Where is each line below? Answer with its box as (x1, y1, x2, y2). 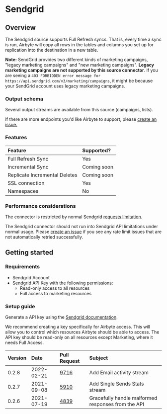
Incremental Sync (7, 163, 49, 170)
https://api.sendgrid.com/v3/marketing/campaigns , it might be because (5, 78, 153, 83)
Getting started (5, 248, 54, 257)
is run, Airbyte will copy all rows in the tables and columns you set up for (5, 42, 154, 48)
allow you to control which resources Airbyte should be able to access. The (5, 329, 160, 335)
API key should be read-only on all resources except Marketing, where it (5, 334, 153, 340)
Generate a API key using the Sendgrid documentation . (5, 314, 118, 320)
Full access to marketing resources (19, 290, 92, 296)
